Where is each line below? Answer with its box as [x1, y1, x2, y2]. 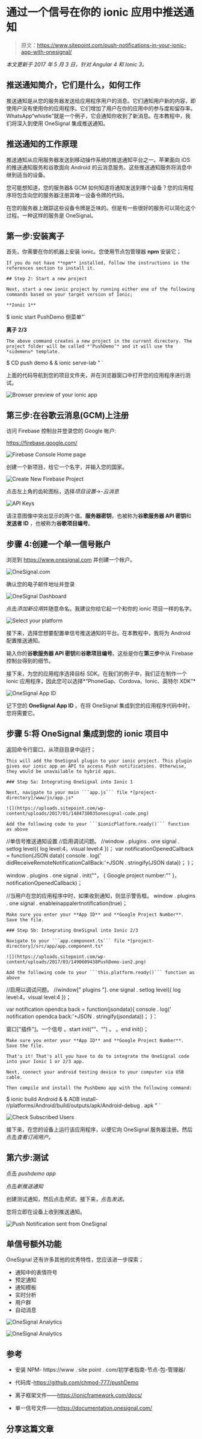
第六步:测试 [6, 1153, 49, 1163]
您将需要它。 [6, 710, 38, 716]
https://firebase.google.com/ [6, 440, 78, 447]
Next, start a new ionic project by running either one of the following [6, 286, 195, 292]
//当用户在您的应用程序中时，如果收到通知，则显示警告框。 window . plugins [6, 892, 196, 899]
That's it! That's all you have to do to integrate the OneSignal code [6, 1053, 189, 1059]
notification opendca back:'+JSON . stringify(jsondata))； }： [6, 1013, 158, 1020]
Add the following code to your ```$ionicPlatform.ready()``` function [6, 821, 189, 827]
